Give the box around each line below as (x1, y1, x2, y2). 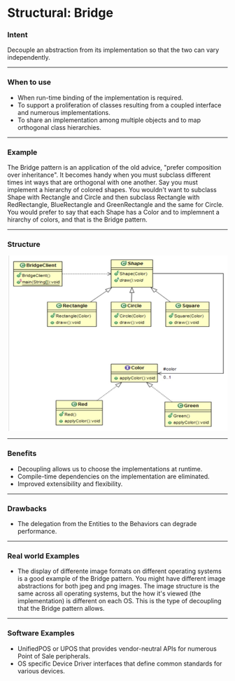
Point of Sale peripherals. (17, 652, 91, 660)
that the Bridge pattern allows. (17, 605, 105, 613)
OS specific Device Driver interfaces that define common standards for (17, 659, 222, 668)
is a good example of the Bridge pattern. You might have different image (17, 574, 226, 583)
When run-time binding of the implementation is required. (17, 93, 183, 102)
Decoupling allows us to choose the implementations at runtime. (17, 464, 203, 473)
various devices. (17, 666, 65, 675)
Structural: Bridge (7, 5, 114, 21)
